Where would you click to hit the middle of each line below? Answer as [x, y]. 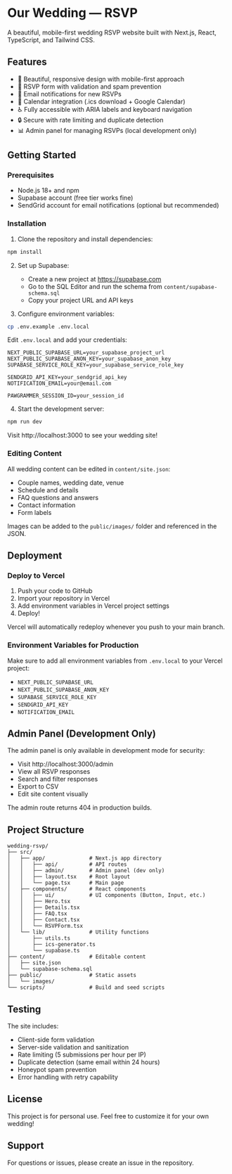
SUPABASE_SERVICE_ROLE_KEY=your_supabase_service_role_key [96, 365]
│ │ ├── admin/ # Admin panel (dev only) [86, 871]
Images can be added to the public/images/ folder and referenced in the [112, 526]
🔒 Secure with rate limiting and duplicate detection [90, 120]
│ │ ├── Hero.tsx [39, 902]
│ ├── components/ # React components [77, 889]
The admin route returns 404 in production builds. [80, 808]
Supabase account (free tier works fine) [75, 198]
